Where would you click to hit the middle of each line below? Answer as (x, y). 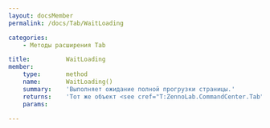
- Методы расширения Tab (64, 45)
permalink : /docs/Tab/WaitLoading (66, 23)
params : (35, 104)
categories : (28, 38)
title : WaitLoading (57, 60)
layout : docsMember (41, 16)
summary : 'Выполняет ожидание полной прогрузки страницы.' (129, 89)
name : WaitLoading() (68, 82)
